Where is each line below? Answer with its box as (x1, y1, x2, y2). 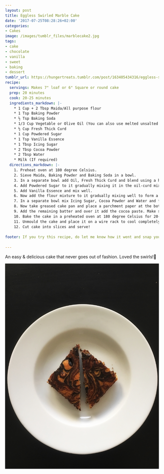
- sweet (5, 59, 21, 65)
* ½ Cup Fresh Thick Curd (14, 127, 67, 131)
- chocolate (5, 49, 29, 54)
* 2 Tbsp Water (14, 152, 45, 157)
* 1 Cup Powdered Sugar (14, 131, 62, 136)
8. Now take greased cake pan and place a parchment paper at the (14, 204, 152, 209)
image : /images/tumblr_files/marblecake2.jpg (5, 34, 99, 39)
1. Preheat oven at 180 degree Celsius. (14, 168, 97, 172)
